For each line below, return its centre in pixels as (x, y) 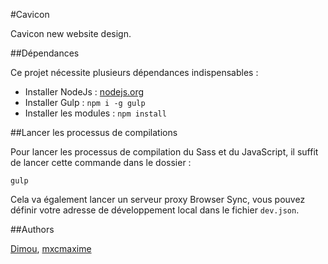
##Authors (32, 229)
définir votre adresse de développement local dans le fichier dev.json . (155, 210)
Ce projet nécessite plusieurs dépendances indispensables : (134, 72)
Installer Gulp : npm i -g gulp (85, 102)
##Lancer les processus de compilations (94, 132)
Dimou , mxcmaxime (51, 248)
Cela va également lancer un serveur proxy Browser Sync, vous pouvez (158, 199)
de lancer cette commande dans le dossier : (101, 162)
